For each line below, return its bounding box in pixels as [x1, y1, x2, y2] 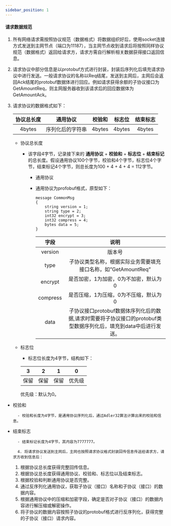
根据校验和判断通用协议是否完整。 [20, 477, 92, 483]
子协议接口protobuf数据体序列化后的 [69, 307, 156, 314]
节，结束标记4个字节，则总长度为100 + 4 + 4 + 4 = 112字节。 [27, 163, 156, 169]
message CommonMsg [35, 195, 75, 201]
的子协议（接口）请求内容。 [20, 515, 79, 521]
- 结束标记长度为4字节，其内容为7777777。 [17, 439, 98, 444]
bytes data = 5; [44, 222, 79, 227]
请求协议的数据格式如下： [12, 103, 67, 109]
